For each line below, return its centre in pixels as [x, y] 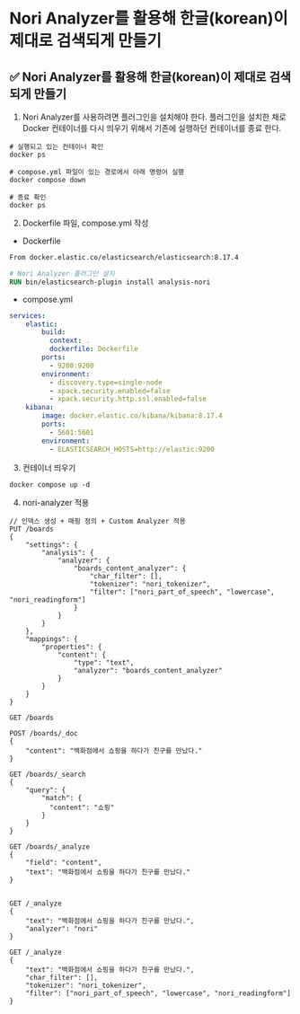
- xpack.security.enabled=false [110, 391]
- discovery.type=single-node [106, 383]
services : [28, 315]
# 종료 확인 [28, 198]
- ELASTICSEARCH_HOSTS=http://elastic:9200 [132, 449]
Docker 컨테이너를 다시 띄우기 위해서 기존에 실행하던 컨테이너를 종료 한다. [152, 128]
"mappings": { [52, 639]
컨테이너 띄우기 [49, 467]
